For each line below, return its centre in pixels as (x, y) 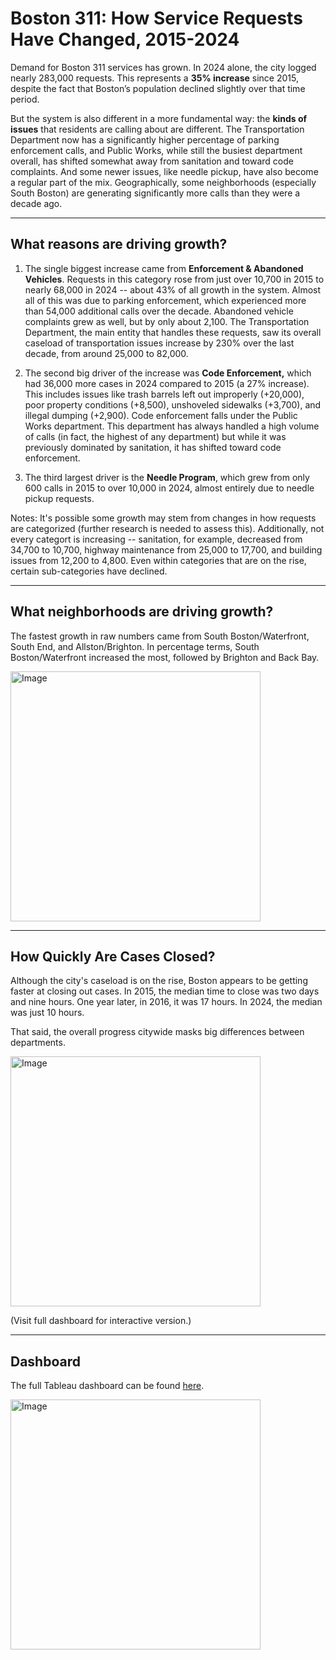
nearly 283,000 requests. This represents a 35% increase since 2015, (154, 78)
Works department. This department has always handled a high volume (172, 426)
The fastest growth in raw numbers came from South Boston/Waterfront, (160, 636)
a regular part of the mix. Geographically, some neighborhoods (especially (163, 182)
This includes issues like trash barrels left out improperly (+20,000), (164, 394)
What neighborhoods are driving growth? (142, 612)
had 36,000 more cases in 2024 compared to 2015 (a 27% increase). (167, 383)
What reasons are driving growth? (119, 244)
